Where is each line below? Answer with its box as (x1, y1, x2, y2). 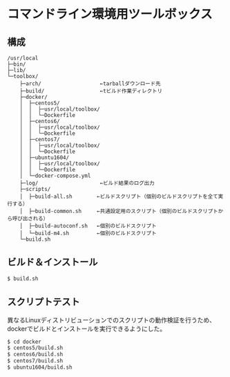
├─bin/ (7, 61, 26, 68)
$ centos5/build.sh (7, 344, 64, 351)
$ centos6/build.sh (7, 351, 64, 358)
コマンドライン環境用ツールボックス (7, 6, 213, 22)
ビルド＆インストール (7, 257, 98, 268)
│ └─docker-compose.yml (19, 172, 91, 179)
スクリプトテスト (7, 296, 80, 308)
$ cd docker (7, 338, 41, 345)
